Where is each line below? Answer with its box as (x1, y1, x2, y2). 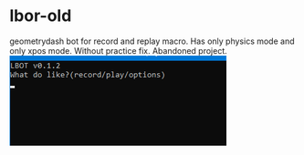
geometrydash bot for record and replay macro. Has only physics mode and (9, 36, 295, 46)
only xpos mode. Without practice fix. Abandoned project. (9, 45, 228, 56)
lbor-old (9, 5, 72, 26)
